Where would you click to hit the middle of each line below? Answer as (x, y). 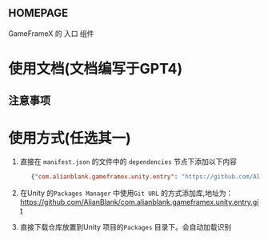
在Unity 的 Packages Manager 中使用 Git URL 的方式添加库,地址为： (126, 193)
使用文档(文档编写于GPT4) (95, 69)
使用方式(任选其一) (70, 138)
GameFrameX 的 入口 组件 (51, 33)
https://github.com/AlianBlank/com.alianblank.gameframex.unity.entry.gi (139, 202)
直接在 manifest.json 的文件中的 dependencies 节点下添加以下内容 (128, 162)
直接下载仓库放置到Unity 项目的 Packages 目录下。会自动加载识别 (126, 227)
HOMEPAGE (38, 13)
